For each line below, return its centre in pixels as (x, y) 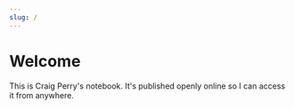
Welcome (45, 61)
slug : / (24, 17)
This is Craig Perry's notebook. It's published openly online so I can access (147, 86)
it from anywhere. (41, 95)
